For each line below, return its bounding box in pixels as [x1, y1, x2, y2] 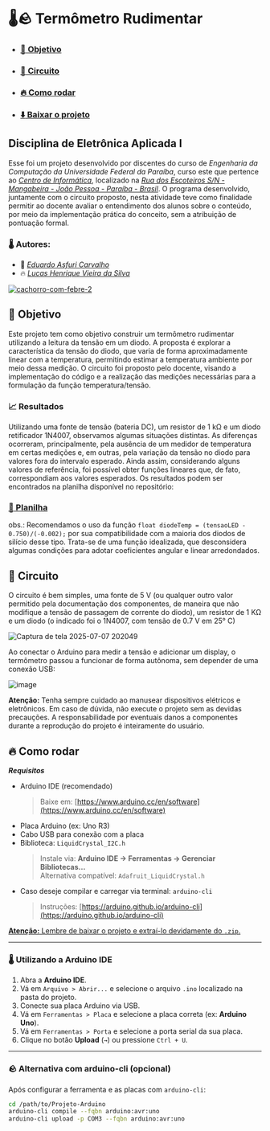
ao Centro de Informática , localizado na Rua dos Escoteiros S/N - [8, 175, 225, 185]
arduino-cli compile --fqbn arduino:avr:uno [8, 1108, 160, 1116]
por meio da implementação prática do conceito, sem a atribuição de [8, 209, 237, 219]
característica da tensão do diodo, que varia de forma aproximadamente [8, 346, 247, 355]
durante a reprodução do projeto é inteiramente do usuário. [8, 721, 205, 731]
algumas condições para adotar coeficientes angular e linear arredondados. [8, 546, 260, 555]
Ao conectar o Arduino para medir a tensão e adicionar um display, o [8, 647, 236, 657]
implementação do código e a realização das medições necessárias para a [8, 371, 256, 381]
